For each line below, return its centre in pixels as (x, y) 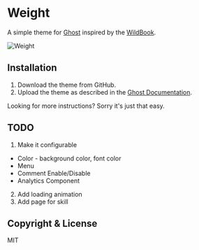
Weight (29, 13)
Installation (32, 68)
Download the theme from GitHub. (67, 85)
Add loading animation (50, 194)
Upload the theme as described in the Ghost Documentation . (105, 92)
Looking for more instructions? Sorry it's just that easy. (86, 106)
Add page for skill (43, 202)
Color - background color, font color (69, 158)
